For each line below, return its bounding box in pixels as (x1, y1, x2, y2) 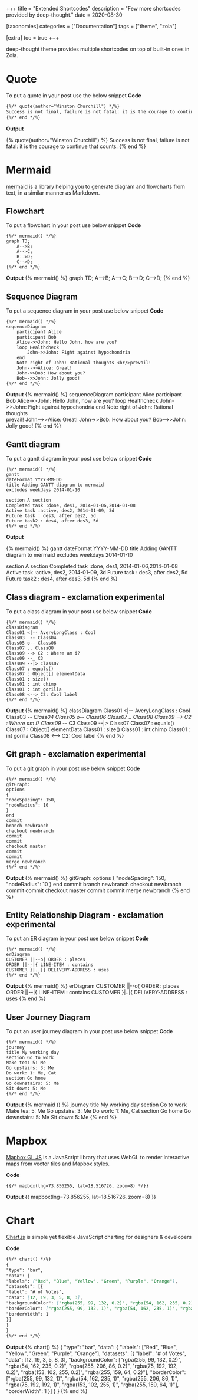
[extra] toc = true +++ (6, 34, 60, 41)
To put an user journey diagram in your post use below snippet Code (6, 1028, 173, 1035)
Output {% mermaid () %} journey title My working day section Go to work (6, 1101, 187, 1108)
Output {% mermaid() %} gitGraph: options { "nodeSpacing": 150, (6, 874, 166, 881)
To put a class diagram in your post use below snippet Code (6, 607, 152, 615)
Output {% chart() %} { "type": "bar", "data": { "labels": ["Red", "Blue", (6, 1344, 177, 1351)
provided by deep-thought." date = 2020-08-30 (6, 11, 123, 18)
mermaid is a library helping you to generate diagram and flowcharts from (6, 183, 186, 190)
